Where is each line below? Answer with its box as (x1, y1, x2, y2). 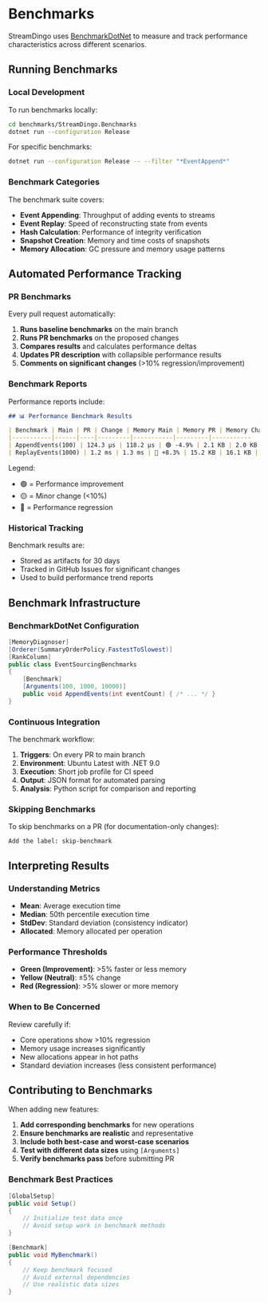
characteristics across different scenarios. (8, 39, 148, 49)
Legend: (8, 463, 36, 472)
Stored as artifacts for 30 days (19, 556, 120, 566)
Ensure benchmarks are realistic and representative (19, 1128, 194, 1138)
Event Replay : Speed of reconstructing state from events (19, 219, 208, 228)
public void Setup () (8, 1199, 77, 1207)
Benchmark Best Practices (8, 1174, 113, 1185)
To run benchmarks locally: (8, 105, 98, 114)
